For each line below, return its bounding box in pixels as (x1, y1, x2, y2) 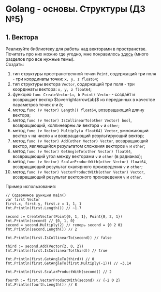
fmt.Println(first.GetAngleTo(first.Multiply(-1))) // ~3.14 (5, 261, 132, 266)
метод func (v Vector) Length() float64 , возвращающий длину (12, 107, 145, 113)
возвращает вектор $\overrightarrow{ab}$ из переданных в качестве (12, 97, 155, 103)
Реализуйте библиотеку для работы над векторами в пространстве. (5, 46, 147, 52)
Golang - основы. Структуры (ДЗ (5, 3, 146, 15)
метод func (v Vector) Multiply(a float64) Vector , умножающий (12, 128, 149, 133)
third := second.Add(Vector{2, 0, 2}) (5, 244, 84, 249)
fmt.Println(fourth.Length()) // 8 (5, 282, 77, 287)
